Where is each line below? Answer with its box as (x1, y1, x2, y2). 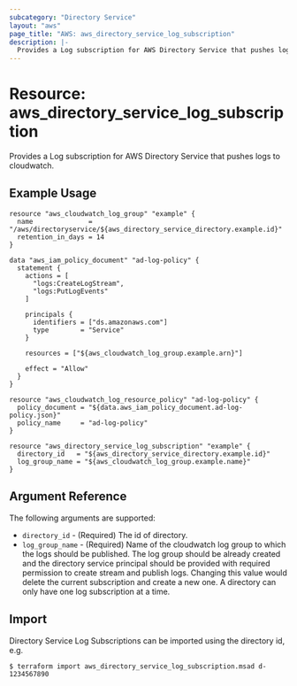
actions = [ (25, 271, 69, 280)
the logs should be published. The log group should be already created (21, 548, 281, 559)
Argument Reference (9, 489, 127, 505)
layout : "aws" (9, 21, 62, 30)
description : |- (9, 37, 69, 47)
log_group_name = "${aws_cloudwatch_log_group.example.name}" (17, 457, 251, 466)
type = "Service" (32, 325, 125, 335)
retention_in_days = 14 (17, 232, 104, 242)
